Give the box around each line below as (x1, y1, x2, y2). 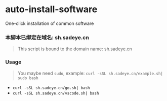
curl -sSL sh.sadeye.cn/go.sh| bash (12, 85, 90, 90)
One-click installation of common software (5, 20, 94, 26)
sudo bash (17, 75, 39, 81)
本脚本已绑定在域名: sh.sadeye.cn (5, 34, 90, 41)
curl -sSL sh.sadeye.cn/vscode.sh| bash (12, 90, 99, 96)
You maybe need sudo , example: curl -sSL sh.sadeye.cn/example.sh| (17, 70, 163, 76)
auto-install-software (5, 4, 98, 15)
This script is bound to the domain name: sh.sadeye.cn (17, 46, 133, 52)
